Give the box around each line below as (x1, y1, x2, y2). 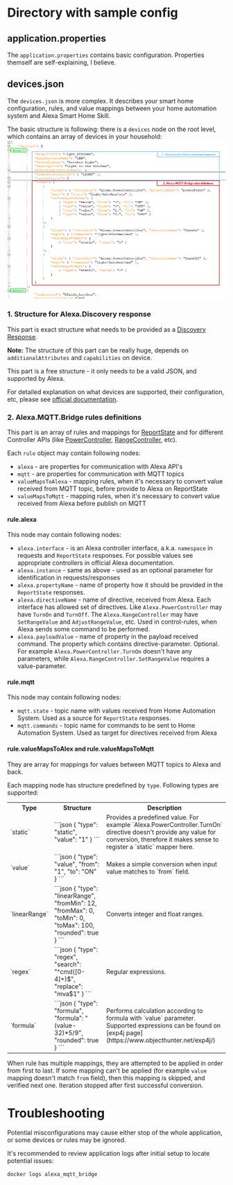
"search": (54, 960, 82, 969)
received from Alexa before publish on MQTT (17, 500, 147, 508)
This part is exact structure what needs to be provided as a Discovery (7, 325, 207, 334)
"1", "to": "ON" (54, 867, 97, 876)
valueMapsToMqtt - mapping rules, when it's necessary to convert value (17, 492, 221, 500)
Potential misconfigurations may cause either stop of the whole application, (7, 1128, 223, 1136)
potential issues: (7, 1157, 54, 1165)
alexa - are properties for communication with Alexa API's (17, 463, 183, 471)
